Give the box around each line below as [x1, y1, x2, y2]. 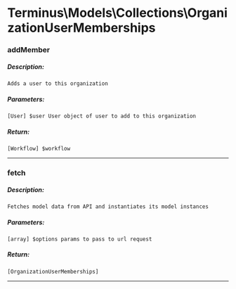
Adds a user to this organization [7, 80, 109, 87]
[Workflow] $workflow [7, 146, 71, 153]
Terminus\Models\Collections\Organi [7, 5, 228, 21]
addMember [7, 45, 51, 55]
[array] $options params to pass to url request [7, 236, 152, 243]
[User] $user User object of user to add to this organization [7, 113, 197, 120]
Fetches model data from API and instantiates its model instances [7, 203, 209, 210]
